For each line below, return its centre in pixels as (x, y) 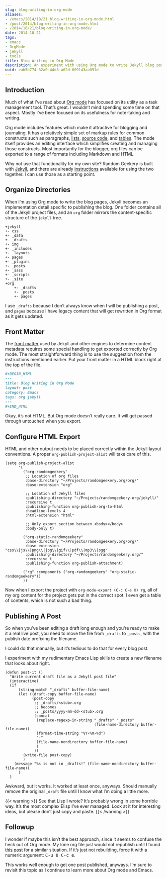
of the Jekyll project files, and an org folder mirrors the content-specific (79, 212)
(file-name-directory (117, 725)
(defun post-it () (24, 673)
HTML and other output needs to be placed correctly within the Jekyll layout (83, 449)
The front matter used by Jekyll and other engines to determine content (79, 344)
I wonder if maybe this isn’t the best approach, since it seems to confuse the (83, 839)
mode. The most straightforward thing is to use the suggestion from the (78, 354)
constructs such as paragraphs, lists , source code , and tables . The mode (80, 138)
